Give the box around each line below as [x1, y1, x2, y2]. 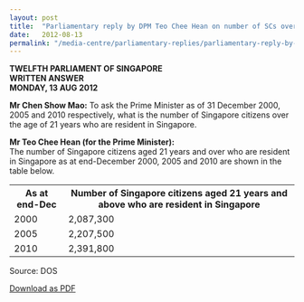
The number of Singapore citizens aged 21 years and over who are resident [9, 146, 290, 157]
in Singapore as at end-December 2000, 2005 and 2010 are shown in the [9, 156, 282, 167]
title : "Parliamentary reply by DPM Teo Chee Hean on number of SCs [9, 22, 278, 31]
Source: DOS [9, 266, 58, 277]
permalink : [9, 38, 51, 48]
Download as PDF [9, 283, 76, 294]
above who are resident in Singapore [98, 198, 261, 211]
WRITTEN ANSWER [9, 73, 84, 84]
